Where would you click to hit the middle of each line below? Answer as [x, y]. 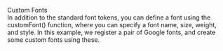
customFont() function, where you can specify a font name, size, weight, [112, 25]
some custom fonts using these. [54, 40]
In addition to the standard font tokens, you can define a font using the [109, 17]
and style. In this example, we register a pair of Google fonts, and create [111, 32]
